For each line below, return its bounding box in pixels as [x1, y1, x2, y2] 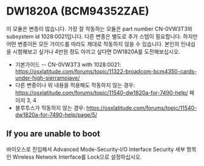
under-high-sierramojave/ [15, 74, 80, 81]
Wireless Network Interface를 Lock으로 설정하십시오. [12, 153, 142, 161]
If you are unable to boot [6, 129, 100, 139]
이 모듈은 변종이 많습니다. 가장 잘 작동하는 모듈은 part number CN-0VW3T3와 [6, 25, 192, 32]
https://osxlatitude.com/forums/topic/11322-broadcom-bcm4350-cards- [15, 67, 197, 75]
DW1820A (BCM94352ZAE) [6, 4, 150, 18]
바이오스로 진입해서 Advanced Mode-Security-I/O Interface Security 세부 [6, 145, 185, 153]
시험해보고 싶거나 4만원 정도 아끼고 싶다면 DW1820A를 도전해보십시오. [12, 47, 180, 55]
